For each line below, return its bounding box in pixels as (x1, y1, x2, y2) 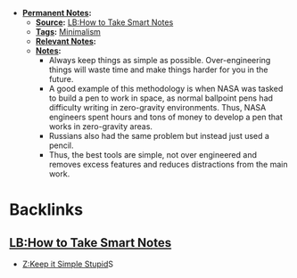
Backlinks (9, 200, 84, 220)
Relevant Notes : (35, 36, 96, 46)
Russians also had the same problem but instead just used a (48, 131, 270, 141)
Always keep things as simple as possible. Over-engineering (48, 55, 271, 65)
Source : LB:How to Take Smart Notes (35, 17, 174, 28)
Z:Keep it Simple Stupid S (21, 258, 114, 269)
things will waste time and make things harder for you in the (48, 64, 268, 75)
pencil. (48, 140, 74, 151)
